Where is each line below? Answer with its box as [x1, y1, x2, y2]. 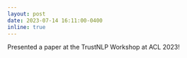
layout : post [7, 10, 46, 18]
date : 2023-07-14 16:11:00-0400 [7, 17, 103, 24]
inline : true [7, 23, 46, 30]
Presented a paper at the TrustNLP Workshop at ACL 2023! [7, 43, 181, 52]
